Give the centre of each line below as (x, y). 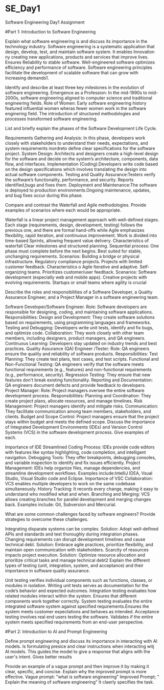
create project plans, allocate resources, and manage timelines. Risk (74, 401)
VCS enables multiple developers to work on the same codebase (70, 483)
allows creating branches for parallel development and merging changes (78, 499)
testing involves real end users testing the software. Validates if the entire (79, 617)
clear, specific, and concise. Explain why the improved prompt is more (76, 671)
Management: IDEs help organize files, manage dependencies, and (73, 468)
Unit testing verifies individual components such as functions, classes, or (79, 580)
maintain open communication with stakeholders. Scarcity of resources (77, 550)
